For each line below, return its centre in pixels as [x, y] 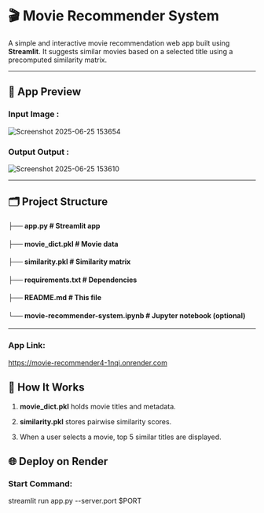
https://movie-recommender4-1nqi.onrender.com [88, 362]
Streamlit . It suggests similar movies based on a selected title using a [121, 51]
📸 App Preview [45, 92]
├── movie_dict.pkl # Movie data [63, 244]
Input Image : [34, 114]
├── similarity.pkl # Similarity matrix [70, 262]
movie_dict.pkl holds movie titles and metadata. [98, 406]
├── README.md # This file [55, 298]
